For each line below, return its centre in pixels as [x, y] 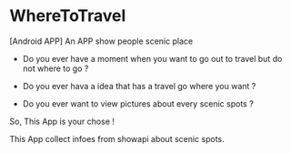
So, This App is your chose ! [62, 121]
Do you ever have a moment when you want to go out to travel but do [152, 58]
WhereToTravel [68, 16]
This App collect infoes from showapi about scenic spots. [117, 138]
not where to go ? [55, 68]
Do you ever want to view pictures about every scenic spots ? [138, 103]
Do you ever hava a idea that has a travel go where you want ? [139, 86]
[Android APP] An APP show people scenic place [101, 41]
